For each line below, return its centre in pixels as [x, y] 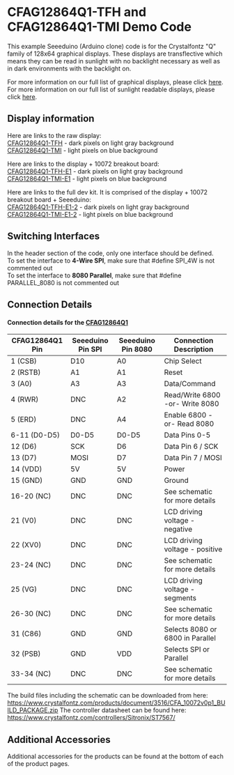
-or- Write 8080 [192, 404]
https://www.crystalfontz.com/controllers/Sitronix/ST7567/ [91, 718]
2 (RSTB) [26, 372]
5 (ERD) [24, 420]
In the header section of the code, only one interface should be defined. [110, 253]
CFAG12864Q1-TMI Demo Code [99, 27]
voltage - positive [193, 549]
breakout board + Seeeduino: [49, 199]
